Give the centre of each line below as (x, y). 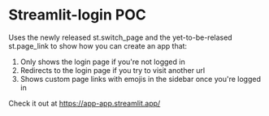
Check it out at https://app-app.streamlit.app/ (85, 103)
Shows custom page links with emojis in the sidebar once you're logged (141, 79)
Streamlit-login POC (77, 15)
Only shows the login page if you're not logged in (102, 62)
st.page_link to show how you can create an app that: (98, 45)
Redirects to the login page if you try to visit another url (113, 70)
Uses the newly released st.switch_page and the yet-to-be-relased (121, 37)
